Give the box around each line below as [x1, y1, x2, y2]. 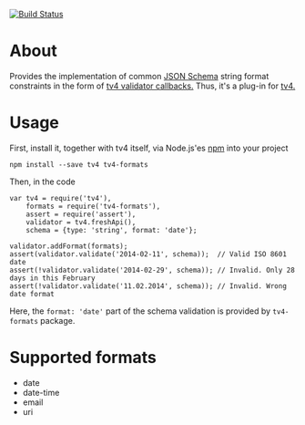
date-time [22, 387, 60, 398]
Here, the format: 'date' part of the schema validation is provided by [9, 306, 271, 316]
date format [9, 289, 55, 298]
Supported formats [9, 347, 157, 368]
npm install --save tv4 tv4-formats [9, 160, 148, 169]
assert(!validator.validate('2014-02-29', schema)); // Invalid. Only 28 [9, 265, 296, 275]
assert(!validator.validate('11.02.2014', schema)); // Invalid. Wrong [9, 281, 287, 291]
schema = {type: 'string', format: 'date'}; [25, 225, 198, 234]
